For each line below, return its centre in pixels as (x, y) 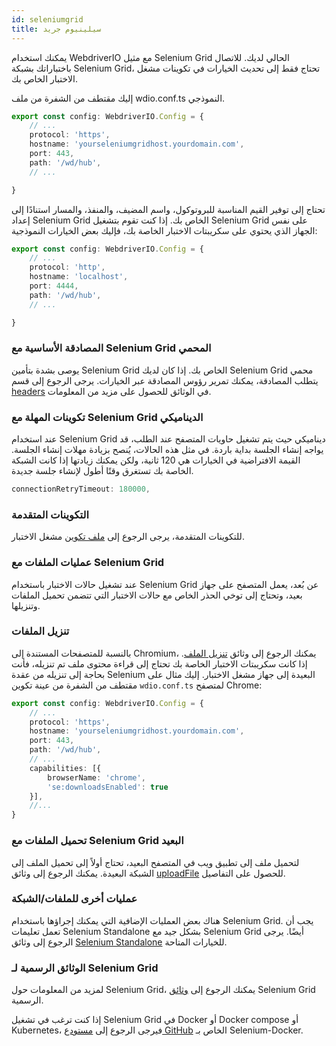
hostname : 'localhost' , (79, 277)
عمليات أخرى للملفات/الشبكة (74, 899)
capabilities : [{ (65, 768)
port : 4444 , (54, 286)
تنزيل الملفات (40, 631)
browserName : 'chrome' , (96, 777)
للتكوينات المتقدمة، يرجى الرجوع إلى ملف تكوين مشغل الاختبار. (128, 537)
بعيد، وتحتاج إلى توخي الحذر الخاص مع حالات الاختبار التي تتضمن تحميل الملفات (157, 595)
